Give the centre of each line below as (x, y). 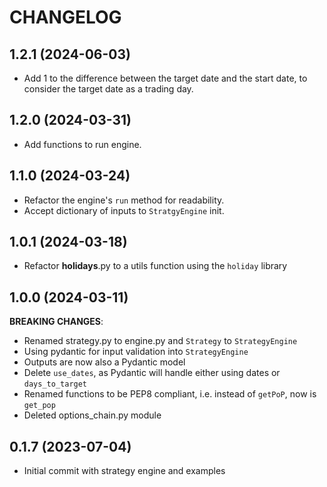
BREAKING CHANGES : (56, 322)
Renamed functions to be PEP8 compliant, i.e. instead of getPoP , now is (170, 394)
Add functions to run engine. (82, 144)
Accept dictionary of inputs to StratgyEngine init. (124, 210)
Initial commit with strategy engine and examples (124, 471)
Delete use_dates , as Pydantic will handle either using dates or (152, 373)
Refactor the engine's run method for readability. (124, 200)
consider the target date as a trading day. (108, 89)
